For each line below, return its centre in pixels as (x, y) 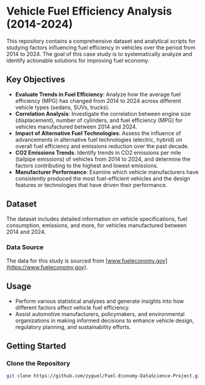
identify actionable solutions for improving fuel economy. (78, 60)
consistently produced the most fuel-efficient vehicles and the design (103, 178)
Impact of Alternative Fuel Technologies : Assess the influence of (98, 133)
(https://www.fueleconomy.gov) (46, 267)
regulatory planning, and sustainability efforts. (73, 327)
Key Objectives (36, 79)
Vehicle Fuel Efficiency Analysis (89, 11)
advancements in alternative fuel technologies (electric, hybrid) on (99, 140)
